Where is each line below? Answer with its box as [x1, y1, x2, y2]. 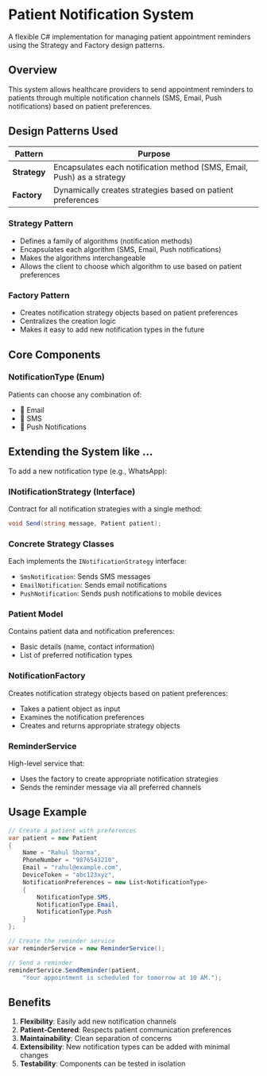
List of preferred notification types [19, 651, 133, 660]
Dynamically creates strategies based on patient [52, 185, 234, 196]
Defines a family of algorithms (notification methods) [19, 236, 193, 246]
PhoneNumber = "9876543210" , [22, 857, 119, 864]
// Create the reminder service [8, 937, 115, 946]
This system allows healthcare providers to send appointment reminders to [8, 84, 253, 94]
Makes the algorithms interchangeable [19, 253, 146, 262]
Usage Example [8, 806, 87, 819]
